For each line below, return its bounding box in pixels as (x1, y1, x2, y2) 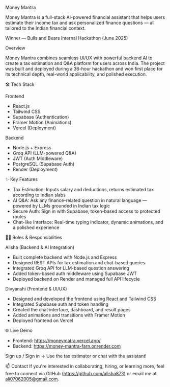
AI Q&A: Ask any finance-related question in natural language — (12, 197, 148, 203)
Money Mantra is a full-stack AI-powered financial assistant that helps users (5, 14, 165, 20)
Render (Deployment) (12, 166, 58, 172)
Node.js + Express (12, 145, 52, 150)
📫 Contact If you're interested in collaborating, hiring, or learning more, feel (5, 363, 164, 369)
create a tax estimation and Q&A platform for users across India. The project (5, 60, 165, 66)
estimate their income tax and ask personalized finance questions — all (5, 20, 155, 26)
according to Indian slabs (12, 192, 66, 198)
